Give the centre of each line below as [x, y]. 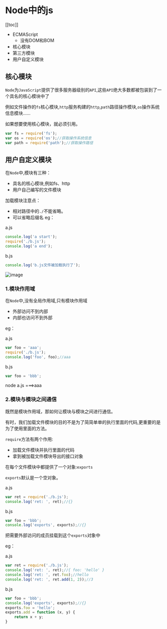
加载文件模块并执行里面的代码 [43, 450]
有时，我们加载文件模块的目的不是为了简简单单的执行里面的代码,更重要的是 [83, 422]
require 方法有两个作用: [29, 439]
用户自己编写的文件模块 [37, 190]
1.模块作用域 [20, 289]
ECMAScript [25, 34]
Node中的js [29, 10]
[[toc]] [12, 24]
